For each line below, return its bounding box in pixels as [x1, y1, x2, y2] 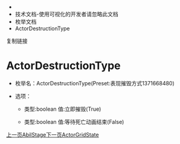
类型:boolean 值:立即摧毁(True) [24, 105, 101, 113]
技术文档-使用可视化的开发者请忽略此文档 [14, 10, 119, 18]
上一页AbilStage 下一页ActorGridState [6, 131, 99, 138]
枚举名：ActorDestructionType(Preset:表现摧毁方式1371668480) [14, 79, 175, 87]
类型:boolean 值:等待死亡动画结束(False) [24, 118, 124, 125]
